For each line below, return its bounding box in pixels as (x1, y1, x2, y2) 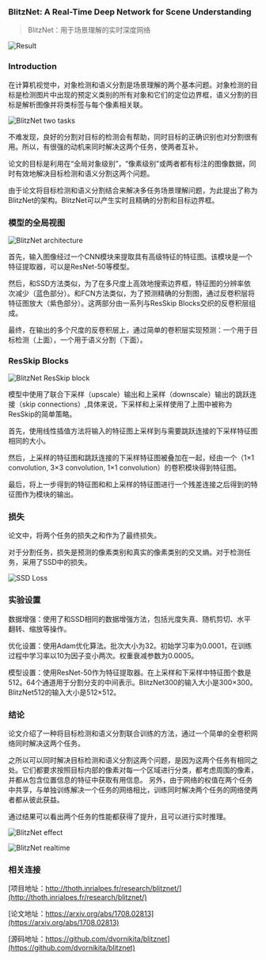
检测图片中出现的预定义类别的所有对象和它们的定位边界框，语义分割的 (21, 90, 251, 99)
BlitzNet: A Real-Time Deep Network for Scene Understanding (8, 6, 252, 17)
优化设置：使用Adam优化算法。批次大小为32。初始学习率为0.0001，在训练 (8, 641, 252, 650)
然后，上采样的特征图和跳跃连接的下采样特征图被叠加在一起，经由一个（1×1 (8, 453, 255, 463)
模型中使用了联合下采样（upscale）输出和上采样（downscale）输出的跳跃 (8, 390, 250, 399)
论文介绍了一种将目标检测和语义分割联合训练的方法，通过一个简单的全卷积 (8, 729, 251, 738)
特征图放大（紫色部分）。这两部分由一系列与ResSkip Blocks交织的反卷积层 (8, 298, 249, 307)
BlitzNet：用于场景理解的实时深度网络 (27, 25, 151, 35)
